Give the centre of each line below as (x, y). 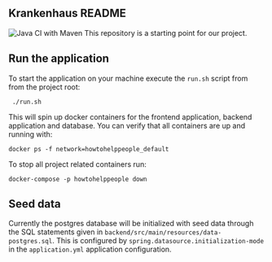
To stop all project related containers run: (77, 164)
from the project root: (44, 87)
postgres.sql (31, 242)
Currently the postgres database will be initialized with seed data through (131, 224)
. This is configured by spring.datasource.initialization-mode (158, 241)
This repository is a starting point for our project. (166, 33)
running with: (31, 134)
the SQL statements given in (56, 232)
